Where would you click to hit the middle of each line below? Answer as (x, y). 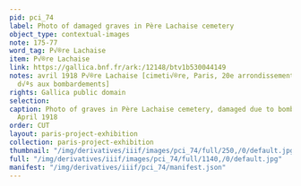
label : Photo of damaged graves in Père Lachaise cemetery (122, 26)
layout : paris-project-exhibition (74, 134)
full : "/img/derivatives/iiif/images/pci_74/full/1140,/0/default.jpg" (146, 159)
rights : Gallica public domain (68, 92)
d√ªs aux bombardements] (64, 84)
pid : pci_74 (31, 17)
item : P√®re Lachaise (50, 59)
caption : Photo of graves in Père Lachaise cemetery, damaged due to (142, 109)
